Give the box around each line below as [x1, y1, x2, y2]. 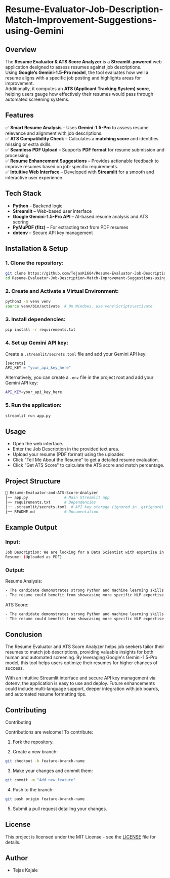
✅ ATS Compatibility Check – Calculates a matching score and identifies [5, 135, 159, 141]
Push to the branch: [12, 786, 54, 792]
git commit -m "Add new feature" [5, 778, 76, 783]
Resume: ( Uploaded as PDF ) [5, 554, 62, 559]
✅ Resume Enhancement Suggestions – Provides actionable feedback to [5, 158, 159, 164]
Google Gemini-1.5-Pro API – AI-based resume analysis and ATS [12, 213, 148, 219]
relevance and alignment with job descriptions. [5, 130, 103, 136]
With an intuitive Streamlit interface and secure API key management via [5, 675, 156, 681]
